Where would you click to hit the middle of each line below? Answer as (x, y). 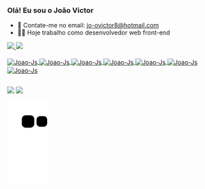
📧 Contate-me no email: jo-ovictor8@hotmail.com (88, 26)
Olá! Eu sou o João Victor (51, 10)
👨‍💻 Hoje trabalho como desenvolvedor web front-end (93, 32)
